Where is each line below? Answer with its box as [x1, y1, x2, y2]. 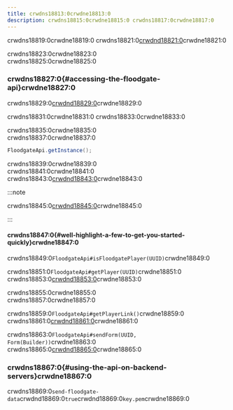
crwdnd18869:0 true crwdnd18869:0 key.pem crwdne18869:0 [20, 395, 190, 403]
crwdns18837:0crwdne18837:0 [7, 133, 96, 142]
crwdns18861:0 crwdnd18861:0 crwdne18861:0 [7, 316, 139, 325]
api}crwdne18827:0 [7, 83, 76, 93]
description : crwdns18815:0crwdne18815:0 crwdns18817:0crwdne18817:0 [7, 17, 215, 24]
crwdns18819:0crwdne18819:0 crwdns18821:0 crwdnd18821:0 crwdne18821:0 [7, 36, 227, 44]
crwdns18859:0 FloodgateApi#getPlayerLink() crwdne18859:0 [7, 309, 185, 318]
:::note [7, 188, 26, 196]
